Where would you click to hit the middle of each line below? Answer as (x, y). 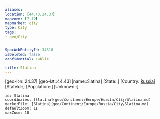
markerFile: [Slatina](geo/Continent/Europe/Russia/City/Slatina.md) (77, 104)
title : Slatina (20, 68)
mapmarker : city (21, 23)
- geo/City (16, 37)
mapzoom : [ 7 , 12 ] (21, 19)
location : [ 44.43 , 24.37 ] (30, 14)
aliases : (14, 10)
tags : (10, 32)
